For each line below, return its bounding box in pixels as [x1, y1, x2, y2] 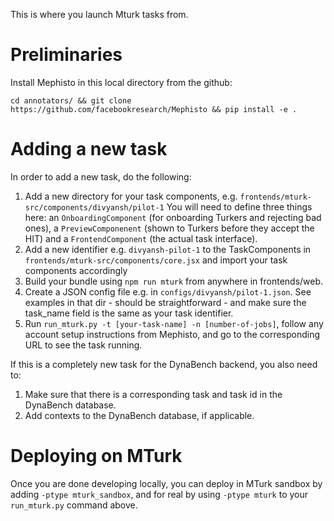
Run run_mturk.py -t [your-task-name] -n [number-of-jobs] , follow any [24, 317, 324, 329]
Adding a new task [10, 138, 168, 161]
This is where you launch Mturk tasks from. [10, 9, 189, 20]
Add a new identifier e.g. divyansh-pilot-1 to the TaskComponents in [24, 243, 312, 255]
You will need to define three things [166, 200, 313, 213]
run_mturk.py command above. [10, 499, 138, 511]
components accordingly [24, 264, 128, 276]
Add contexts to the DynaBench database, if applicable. [24, 409, 255, 421]
